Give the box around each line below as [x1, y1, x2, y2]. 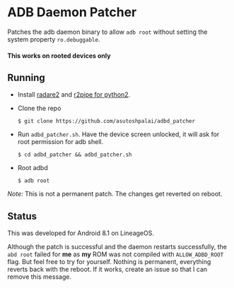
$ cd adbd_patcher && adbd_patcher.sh [17, 151, 132, 159]
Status [7, 210, 37, 222]
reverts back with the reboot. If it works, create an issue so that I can [7, 265, 208, 274]
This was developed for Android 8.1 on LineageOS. [7, 229, 154, 237]
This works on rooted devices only [7, 51, 111, 60]
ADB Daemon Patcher [7, 4, 137, 20]
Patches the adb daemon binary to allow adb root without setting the [7, 28, 208, 36]
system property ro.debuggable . [7, 35, 100, 43]
